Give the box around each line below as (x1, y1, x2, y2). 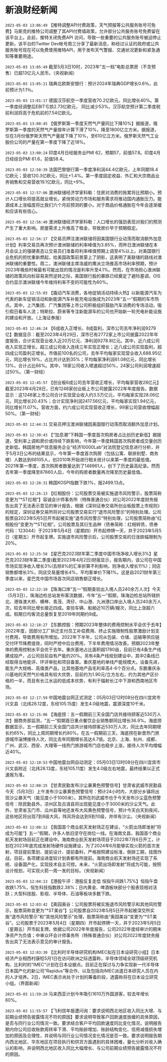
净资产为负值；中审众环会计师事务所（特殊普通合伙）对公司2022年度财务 (5, 932, 156, 938)
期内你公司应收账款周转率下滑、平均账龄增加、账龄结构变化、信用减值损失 (5, 1026, 158, 1032)
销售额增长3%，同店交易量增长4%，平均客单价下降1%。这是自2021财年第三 (5, 569, 162, 575)
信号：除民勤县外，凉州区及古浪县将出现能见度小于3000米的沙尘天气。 (5, 800, 152, 807)
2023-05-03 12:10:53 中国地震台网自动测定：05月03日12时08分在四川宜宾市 (5, 759, 161, 765)
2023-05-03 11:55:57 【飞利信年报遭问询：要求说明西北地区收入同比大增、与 (5, 1007, 162, 1014)
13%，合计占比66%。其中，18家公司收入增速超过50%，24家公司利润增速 (5, 362, 157, 369)
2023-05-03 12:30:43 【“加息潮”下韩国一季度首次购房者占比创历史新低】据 (5, 431, 158, 437)
